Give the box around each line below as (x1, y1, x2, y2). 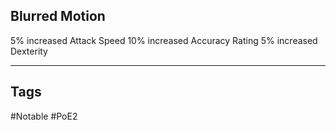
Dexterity (10, 45, 48, 57)
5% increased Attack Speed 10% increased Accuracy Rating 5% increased (10, 34, 318, 46)
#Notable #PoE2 (10, 110, 78, 122)
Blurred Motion (10, 8, 106, 25)
